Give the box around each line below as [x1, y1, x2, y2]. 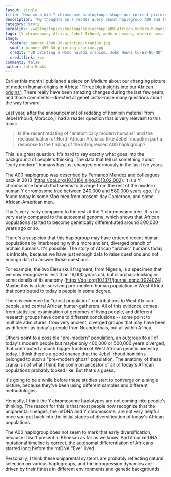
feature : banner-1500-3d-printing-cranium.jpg [10, 41, 110, 46]
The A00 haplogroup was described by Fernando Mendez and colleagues [5, 172, 160, 178]
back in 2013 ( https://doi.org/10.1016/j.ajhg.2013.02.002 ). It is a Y [5, 177, 141, 183]
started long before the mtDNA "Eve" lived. [5, 445, 96, 452]
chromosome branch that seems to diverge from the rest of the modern [5, 183, 155, 189]
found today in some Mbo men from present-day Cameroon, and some [5, 193, 154, 200]
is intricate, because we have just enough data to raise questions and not [5, 251, 159, 257]
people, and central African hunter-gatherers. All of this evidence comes [5, 303, 157, 310]
